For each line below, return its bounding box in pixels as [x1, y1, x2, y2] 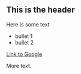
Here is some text [6, 20, 50, 28]
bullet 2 [14, 39, 34, 46]
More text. [6, 62, 32, 69]
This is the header [6, 5, 75, 15]
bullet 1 [14, 32, 33, 40]
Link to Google [6, 51, 43, 58]
